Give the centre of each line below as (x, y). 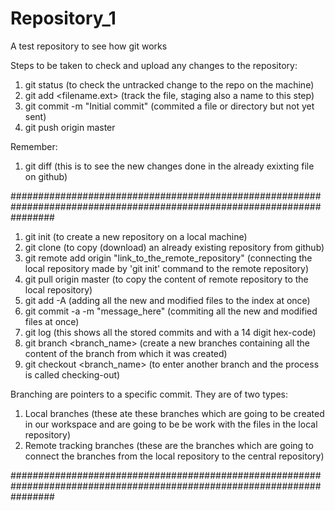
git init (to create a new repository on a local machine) (136, 236)
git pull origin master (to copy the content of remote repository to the (166, 279)
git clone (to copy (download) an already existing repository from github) (174, 247)
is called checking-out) (72, 374)
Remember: (34, 146)
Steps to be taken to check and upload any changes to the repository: (154, 65)
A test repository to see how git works (89, 46)
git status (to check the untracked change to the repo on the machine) (169, 84)
